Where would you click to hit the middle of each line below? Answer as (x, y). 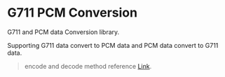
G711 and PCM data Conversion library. (63, 32)
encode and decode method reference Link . (88, 66)
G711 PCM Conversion (73, 13)
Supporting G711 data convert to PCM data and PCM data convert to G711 (113, 45)
